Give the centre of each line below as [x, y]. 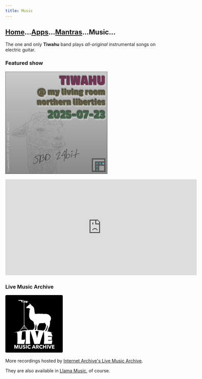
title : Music [19, 11]
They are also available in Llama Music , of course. [58, 371]
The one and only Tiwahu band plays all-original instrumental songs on [81, 44]
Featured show [24, 63]
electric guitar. [20, 50]
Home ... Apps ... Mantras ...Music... [60, 32]
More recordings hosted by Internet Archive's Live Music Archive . [74, 361]
